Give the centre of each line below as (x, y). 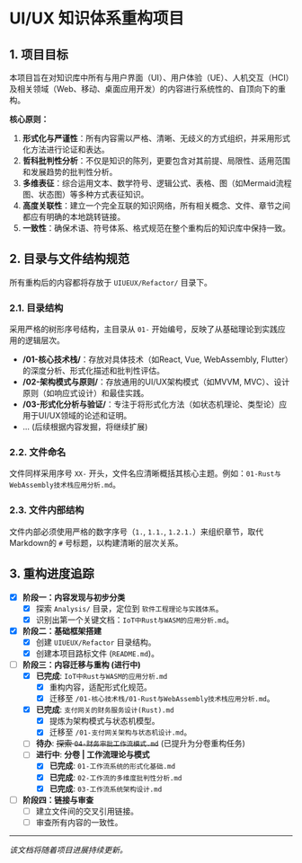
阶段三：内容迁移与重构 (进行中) (81, 665)
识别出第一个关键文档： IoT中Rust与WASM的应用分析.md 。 (135, 620)
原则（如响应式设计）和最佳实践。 (85, 393)
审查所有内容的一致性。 (79, 822)
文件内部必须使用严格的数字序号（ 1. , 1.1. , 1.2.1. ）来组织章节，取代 (136, 532)
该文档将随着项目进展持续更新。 (68, 850)
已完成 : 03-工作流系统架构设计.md (106, 788)
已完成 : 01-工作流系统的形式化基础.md (112, 766)
